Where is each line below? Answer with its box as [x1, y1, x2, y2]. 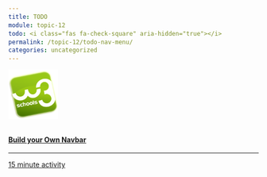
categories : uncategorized [8, 46, 98, 55]
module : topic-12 [8, 21, 66, 29]
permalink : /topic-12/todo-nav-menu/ [8, 38, 133, 46]
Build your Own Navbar [8, 135, 87, 144]
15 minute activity [8, 160, 66, 170]
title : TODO [8, 13, 48, 21]
